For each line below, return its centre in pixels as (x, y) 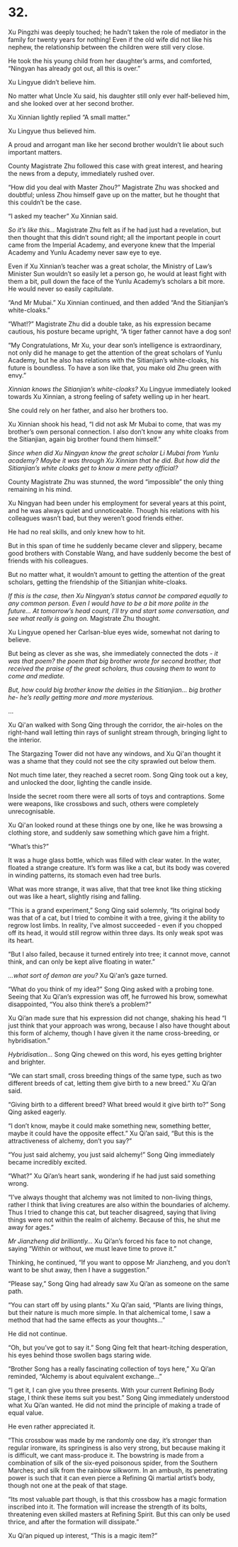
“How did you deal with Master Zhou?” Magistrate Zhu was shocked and (114, 187)
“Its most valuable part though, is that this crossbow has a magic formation (118, 1499)
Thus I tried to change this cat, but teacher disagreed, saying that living (112, 1212)
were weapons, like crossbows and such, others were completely (103, 803)
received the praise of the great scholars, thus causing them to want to (112, 668)
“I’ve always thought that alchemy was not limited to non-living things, (110, 1197)
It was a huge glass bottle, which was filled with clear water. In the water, (115, 860)
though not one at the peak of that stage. (68, 1485)
